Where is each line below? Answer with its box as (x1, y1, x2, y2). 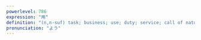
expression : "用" (6, 14, 49, 20)
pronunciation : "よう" (6, 25, 61, 31)
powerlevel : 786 (6, 8, 47, 15)
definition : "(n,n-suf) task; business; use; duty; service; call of (6, 19, 184, 25)
